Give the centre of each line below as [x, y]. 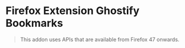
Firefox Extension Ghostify [73, 11]
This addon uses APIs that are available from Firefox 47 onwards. [100, 39]
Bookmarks [34, 23]
